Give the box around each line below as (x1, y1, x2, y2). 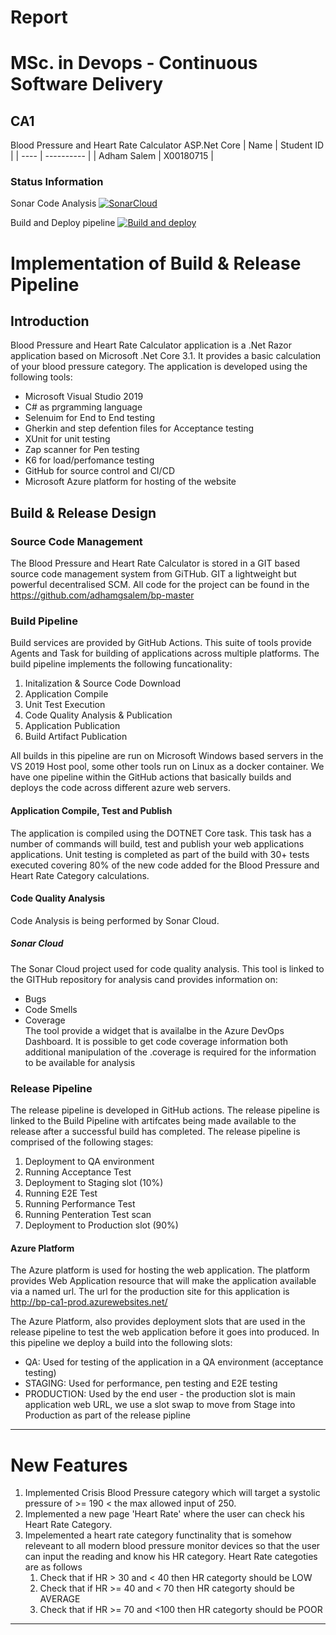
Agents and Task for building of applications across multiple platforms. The (10, 647, 320, 660)
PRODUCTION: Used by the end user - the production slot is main (24, 1388, 296, 1400)
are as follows (24, 1561, 83, 1573)
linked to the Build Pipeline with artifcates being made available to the (10, 1115, 297, 1127)
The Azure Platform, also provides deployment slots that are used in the (10, 1316, 306, 1328)
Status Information (10, 175, 104, 189)
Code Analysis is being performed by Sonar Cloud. (10, 914, 220, 926)
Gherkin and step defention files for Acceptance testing (24, 422, 255, 435)
